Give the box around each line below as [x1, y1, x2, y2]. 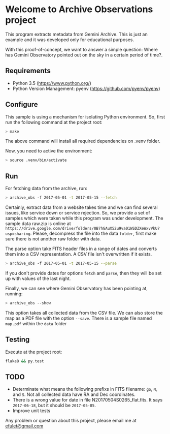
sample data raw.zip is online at [5, 221, 71, 227]
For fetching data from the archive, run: [5, 185, 87, 192]
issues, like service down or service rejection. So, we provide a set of [5, 210, 151, 215]
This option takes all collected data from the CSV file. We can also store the [5, 309, 163, 316]
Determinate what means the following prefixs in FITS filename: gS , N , [12, 386, 157, 392]
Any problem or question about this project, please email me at [5, 418, 137, 424]
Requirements [5, 67, 51, 75]
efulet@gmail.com [5, 423, 44, 429]
